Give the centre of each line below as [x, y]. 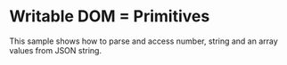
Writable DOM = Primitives [110, 16]
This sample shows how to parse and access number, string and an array [143, 41]
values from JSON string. [56, 50]
